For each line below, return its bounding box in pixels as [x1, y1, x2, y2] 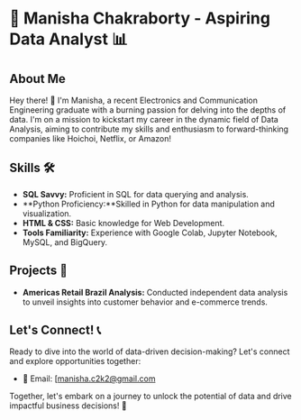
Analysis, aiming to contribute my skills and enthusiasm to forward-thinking [9, 123, 289, 134]
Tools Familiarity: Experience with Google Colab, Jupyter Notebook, [22, 227, 278, 238]
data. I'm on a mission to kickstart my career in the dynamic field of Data [9, 114, 279, 124]
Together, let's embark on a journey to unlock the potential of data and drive [9, 391, 293, 402]
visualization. [22, 207, 72, 219]
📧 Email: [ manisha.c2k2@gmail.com [22, 373, 156, 384]
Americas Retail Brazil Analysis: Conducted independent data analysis [22, 287, 288, 297]
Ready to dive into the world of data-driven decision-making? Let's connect [9, 346, 290, 357]
